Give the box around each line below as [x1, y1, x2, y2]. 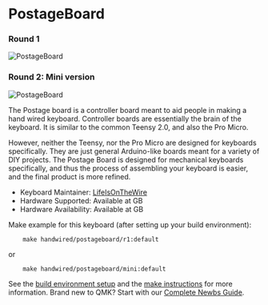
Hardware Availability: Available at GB [19, 204, 144, 214]
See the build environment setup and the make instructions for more [8, 279, 234, 288]
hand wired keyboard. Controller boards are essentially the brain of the [8, 114, 242, 123]
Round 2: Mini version [8, 71, 95, 82]
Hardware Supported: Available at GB [19, 195, 143, 205]
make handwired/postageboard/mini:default [22, 265, 166, 273]
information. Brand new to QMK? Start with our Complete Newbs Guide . [8, 287, 245, 297]
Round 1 [8, 34, 40, 45]
